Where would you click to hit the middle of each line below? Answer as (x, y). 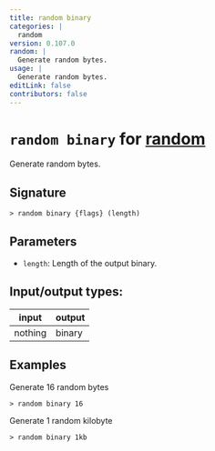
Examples (38, 365)
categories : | (36, 26)
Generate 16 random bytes (59, 386)
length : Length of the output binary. (90, 264)
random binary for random (107, 139)
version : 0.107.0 (42, 43)
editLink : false (40, 85)
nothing (31, 333)
